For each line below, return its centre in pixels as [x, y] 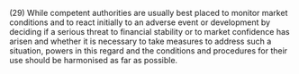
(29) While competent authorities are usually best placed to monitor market [149, 13]
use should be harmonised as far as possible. [94, 60]
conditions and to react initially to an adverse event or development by [140, 22]
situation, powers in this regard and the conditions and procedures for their [149, 51]
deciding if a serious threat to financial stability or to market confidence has [149, 32]
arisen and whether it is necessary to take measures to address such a [140, 41]
